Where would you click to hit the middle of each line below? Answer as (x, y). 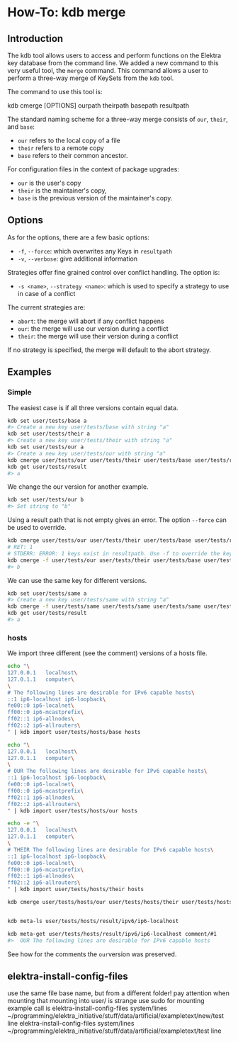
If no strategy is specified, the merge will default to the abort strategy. (109, 350)
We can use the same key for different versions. (77, 580)
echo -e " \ (23, 823)
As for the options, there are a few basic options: (79, 237)
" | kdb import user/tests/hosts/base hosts (74, 732)
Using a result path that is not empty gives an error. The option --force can (117, 520)
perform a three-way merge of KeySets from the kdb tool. (91, 78)
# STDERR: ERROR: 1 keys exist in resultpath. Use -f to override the (114, 553)
